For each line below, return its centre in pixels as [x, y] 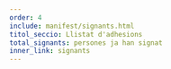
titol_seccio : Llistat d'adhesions [76, 34]
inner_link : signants [50, 51]
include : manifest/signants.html [72, 26]
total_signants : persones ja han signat [86, 43]
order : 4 [26, 17]
